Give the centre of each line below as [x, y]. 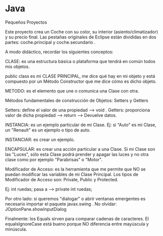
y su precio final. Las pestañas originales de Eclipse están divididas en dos [81, 37]
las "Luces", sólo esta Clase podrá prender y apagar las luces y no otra [77, 154]
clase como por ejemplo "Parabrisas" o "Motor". [54, 159]
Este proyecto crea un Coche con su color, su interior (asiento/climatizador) [82, 32]
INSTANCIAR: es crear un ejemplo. [40, 139]
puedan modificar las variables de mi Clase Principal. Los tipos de [72, 174]
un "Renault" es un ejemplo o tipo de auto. [48, 130]
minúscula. [16, 229]
